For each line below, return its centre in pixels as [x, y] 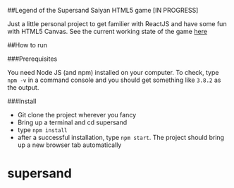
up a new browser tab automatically [69, 145]
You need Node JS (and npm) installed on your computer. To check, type [113, 72]
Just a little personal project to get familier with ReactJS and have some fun [117, 24]
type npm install [42, 130]
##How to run [27, 45]
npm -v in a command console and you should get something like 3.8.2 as [114, 80]
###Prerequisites [32, 59]
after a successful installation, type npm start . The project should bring [121, 137]
